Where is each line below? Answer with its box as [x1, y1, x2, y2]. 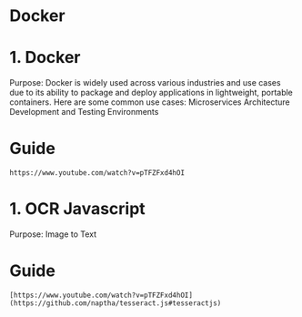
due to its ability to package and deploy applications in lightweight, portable [9, 87, 294, 98]
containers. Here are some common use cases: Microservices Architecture [9, 97, 290, 107]
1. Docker [9, 47, 81, 68]
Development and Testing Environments [9, 107, 159, 118]
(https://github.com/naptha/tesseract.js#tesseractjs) [9, 298, 222, 308]
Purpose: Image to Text [9, 229, 97, 240]
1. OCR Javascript [9, 199, 146, 220]
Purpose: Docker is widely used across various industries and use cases [9, 77, 281, 88]
